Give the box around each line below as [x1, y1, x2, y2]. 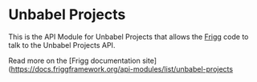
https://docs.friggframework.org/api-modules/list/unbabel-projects [10, 64, 234, 73]
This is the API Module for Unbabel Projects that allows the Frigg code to [8, 32, 249, 41]
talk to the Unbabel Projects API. [8, 40, 116, 49]
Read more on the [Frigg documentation [8, 56, 141, 65]
